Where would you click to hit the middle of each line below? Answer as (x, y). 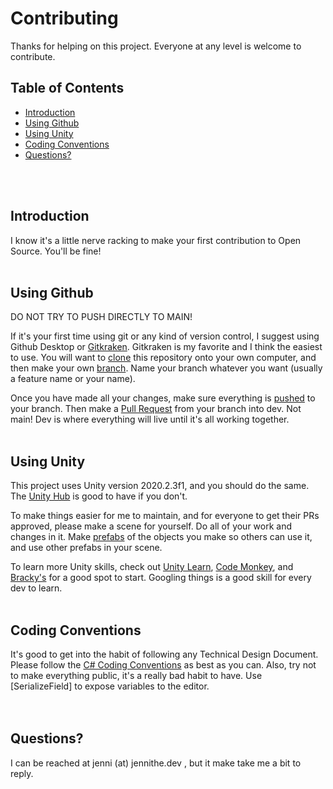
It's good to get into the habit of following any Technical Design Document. (164, 654)
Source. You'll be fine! (56, 251)
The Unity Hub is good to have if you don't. (99, 496)
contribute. (33, 56)
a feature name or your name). (73, 379)
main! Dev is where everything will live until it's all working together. (150, 419)
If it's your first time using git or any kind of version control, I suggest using (165, 336)
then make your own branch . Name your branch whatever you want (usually (166, 368)
